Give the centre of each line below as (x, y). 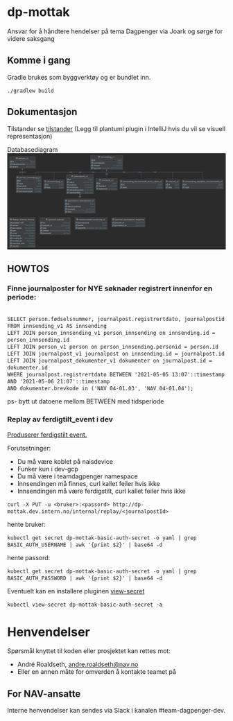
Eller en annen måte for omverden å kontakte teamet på (97, 672)
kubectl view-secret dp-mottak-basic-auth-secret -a (85, 605)
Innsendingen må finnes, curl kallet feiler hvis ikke (89, 483)
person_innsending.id (38, 340)
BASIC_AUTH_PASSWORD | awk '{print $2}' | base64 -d (85, 578)
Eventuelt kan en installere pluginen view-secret (76, 591)
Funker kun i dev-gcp (48, 469)
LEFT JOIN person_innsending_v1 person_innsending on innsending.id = (111, 333)
